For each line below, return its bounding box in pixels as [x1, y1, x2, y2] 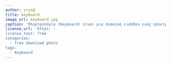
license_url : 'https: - [5, 26, 56, 31]
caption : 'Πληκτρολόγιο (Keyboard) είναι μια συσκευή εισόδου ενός [5, 21, 152, 27]
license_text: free [5, 31, 47, 36]
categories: [5, 36, 31, 41]
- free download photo [10, 41, 58, 46]
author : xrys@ [5, 7, 36, 13]
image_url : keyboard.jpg [5, 17, 58, 22]
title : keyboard [5, 12, 40, 17]
